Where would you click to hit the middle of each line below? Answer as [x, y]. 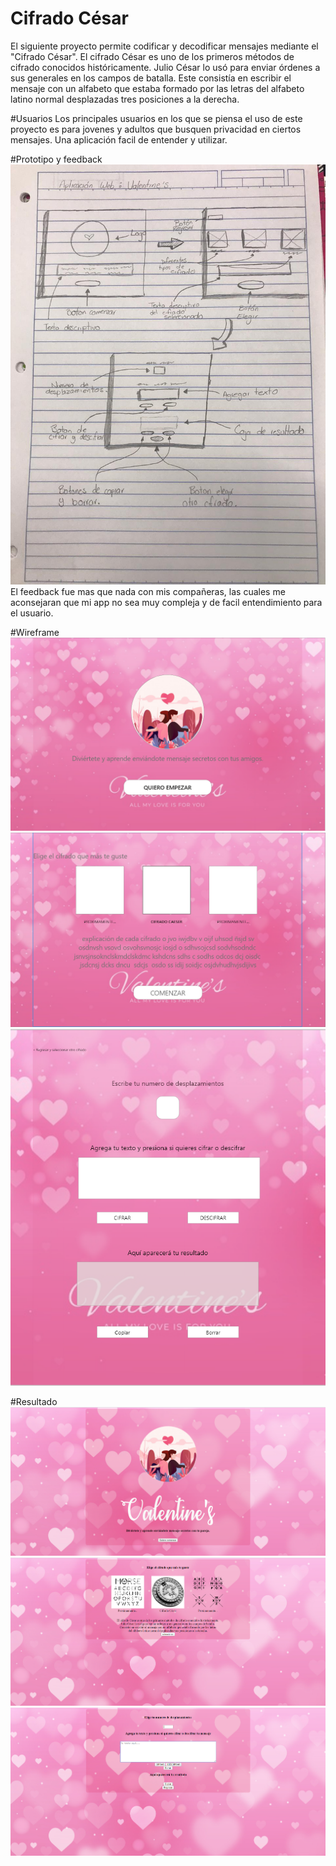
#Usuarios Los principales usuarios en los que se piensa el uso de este [156, 118]
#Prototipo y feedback [56, 159]
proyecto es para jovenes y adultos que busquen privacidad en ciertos [156, 129]
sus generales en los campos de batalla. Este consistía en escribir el [151, 78]
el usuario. [32, 613]
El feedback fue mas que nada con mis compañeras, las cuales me [148, 591]
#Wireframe [35, 632]
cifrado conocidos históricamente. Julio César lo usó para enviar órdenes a [165, 67]
